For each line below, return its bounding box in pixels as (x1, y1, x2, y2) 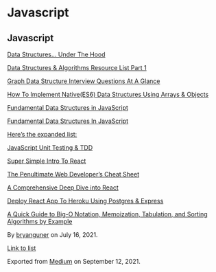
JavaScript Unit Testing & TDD (7, 144, 93, 152)
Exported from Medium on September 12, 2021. (7, 258, 141, 265)
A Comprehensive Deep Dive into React (7, 183, 119, 192)
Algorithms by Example (7, 218, 73, 225)
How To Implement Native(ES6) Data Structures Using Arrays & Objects (7, 91, 209, 98)
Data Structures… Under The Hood (7, 50, 106, 58)
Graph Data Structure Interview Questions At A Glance (7, 77, 160, 85)
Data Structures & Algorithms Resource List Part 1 (7, 64, 147, 71)
